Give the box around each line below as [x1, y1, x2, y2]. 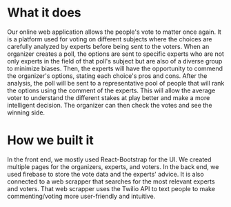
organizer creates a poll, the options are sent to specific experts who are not [7, 50, 224, 58]
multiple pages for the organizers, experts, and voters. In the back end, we [7, 162, 219, 170]
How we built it [7, 132, 94, 148]
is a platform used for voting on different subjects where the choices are [7, 34, 212, 43]
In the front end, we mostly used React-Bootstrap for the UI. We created [7, 155, 212, 164]
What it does [7, 5, 81, 21]
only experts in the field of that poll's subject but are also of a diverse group [7, 57, 223, 65]
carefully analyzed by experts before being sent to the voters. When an [7, 42, 210, 50]
